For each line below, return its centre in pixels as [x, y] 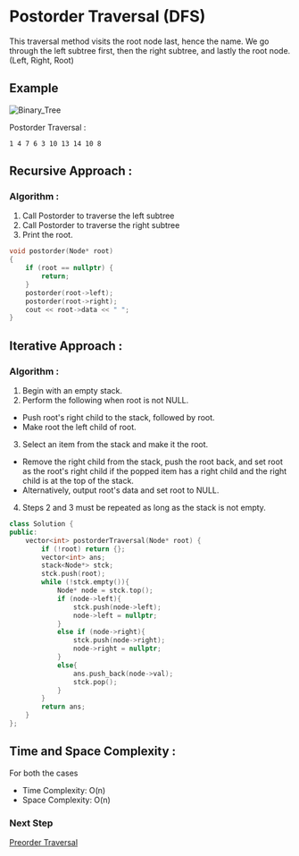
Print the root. [47, 235]
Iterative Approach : [66, 346]
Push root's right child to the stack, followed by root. [119, 417]
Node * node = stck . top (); [105, 590]
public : [24, 532]
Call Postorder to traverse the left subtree [98, 216]
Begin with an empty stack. [72, 390]
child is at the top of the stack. [78, 481]
